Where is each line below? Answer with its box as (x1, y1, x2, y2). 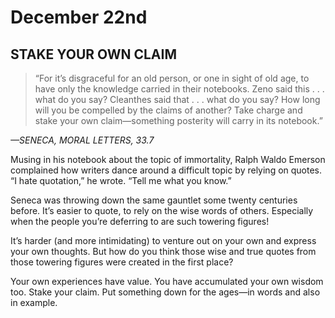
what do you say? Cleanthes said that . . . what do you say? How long (34, 94, 321, 105)
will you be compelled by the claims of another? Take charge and (34, 104, 303, 116)
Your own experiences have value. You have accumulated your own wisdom (10, 276, 324, 287)
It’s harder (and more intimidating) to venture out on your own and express (10, 235, 317, 246)
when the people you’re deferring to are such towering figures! (10, 216, 270, 227)
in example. (10, 297, 58, 308)
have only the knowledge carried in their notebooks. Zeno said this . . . (34, 83, 325, 95)
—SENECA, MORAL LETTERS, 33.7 (10, 134, 155, 146)
